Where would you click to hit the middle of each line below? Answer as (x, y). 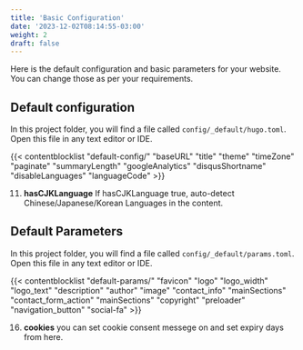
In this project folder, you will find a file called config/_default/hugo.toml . (148, 129)
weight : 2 (29, 35)
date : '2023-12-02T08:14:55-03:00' (78, 26)
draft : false (35, 43)
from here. (43, 336)
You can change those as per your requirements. (102, 79)
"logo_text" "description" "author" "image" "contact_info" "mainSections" (148, 290)
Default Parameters (67, 231)
